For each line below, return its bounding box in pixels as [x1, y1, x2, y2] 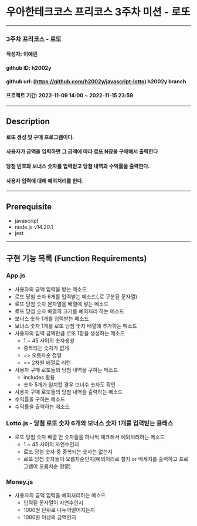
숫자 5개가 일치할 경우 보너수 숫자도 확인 [23, 381, 116, 388]
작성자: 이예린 [6, 50, 38, 57]
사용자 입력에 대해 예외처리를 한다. [6, 177, 84, 184]
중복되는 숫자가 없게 [23, 344, 69, 351]
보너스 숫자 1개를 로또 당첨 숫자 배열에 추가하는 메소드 [14, 322, 138, 329]
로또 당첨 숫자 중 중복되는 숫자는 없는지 [23, 448, 113, 455]
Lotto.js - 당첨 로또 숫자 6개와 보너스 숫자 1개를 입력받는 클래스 [6, 419, 174, 427]
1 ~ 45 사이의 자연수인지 [23, 441, 79, 448]
